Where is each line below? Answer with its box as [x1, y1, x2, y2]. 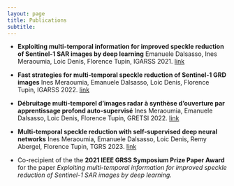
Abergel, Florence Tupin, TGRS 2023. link [17, 143, 137, 151]
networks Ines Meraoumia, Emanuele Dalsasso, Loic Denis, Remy [17, 135, 207, 143]
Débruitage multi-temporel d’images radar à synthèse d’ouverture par [17, 99, 226, 108]
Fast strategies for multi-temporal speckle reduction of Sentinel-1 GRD [17, 71, 227, 79]
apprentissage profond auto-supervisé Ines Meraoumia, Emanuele [17, 106, 213, 115]
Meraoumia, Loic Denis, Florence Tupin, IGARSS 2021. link [17, 57, 185, 66]
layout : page [7, 10, 45, 17]
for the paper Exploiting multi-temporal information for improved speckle [17, 164, 227, 172]
